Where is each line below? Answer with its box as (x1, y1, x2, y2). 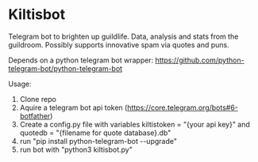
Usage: (8, 79, 32, 89)
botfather (19, 111, 51, 120)
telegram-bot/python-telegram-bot (8, 63, 123, 73)
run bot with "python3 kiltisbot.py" (19, 145, 133, 154)
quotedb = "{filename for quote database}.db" (19, 128, 171, 138)
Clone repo (19, 94, 57, 104)
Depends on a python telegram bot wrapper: (8, 55, 154, 65)
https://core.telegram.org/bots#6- (126, 103, 238, 112)
